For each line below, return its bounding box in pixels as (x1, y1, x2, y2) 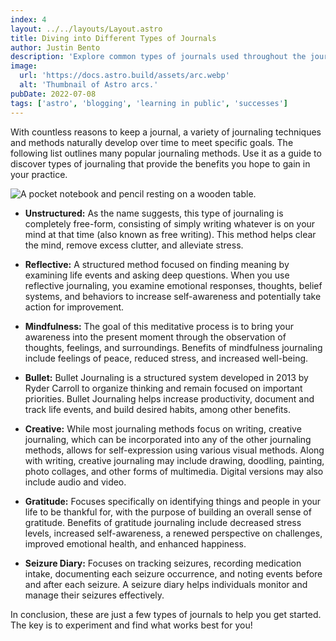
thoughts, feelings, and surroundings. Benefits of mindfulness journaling (24, 341, 323, 353)
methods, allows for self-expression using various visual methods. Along (24, 444, 325, 456)
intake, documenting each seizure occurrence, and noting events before (24, 567, 323, 580)
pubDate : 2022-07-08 (10, 89, 97, 99)
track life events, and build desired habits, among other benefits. (24, 403, 291, 415)
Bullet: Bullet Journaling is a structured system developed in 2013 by (24, 371, 309, 383)
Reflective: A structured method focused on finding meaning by (24, 258, 290, 270)
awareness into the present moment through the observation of (24, 331, 287, 343)
